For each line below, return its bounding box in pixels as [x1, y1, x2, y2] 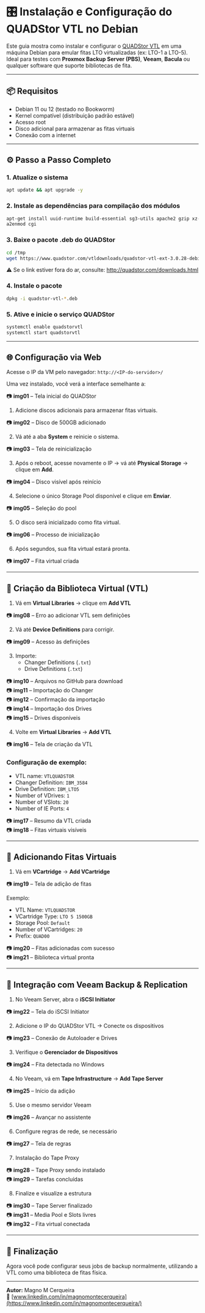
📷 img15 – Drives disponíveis [6, 714, 81, 722]
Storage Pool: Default [15, 919, 70, 927]
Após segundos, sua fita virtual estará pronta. [15, 545, 130, 553]
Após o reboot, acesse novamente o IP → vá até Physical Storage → [15, 460, 188, 467]
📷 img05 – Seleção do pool [6, 504, 77, 512]
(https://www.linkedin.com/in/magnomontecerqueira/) [6, 1299, 142, 1307]
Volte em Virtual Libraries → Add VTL [15, 728, 112, 736]
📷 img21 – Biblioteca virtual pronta [6, 954, 95, 961]
